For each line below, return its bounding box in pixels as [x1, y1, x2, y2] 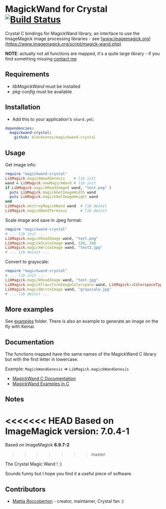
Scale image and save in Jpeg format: [5, 217, 83, 223]
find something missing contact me [5, 56, 77, 61]
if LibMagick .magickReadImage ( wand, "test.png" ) [5, 185, 112, 190]
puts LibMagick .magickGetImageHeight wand [9, 194, 98, 199]
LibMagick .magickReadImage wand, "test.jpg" [5, 278, 98, 283]
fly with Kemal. [5, 324, 36, 330]
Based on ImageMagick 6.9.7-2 [5, 442, 70, 448]
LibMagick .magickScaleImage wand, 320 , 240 [5, 240, 96, 246]
